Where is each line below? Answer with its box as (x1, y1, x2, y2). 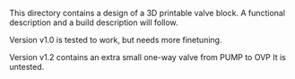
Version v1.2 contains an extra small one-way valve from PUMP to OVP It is (9, 52, 287, 62)
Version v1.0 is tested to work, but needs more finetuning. (9, 35, 222, 45)
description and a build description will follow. (9, 17, 178, 28)
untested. (9, 62, 45, 72)
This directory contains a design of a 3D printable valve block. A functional (9, 8, 285, 18)
